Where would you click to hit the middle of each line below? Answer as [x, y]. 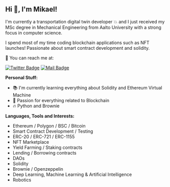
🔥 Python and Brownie [36, 106]
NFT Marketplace [31, 142]
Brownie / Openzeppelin [38, 169]
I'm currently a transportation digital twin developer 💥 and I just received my [85, 21]
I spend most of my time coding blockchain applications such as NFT [77, 42]
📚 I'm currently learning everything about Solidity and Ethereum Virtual [87, 87]
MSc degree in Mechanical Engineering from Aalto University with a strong [83, 27]
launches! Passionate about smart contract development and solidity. [77, 48]
